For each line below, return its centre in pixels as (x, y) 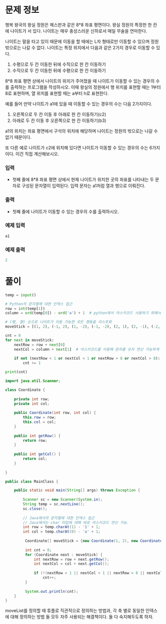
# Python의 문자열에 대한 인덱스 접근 (39, 304)
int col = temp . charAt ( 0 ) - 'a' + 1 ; (62, 532)
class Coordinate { (25, 390)
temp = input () (21, 295)
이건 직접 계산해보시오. (37, 154)
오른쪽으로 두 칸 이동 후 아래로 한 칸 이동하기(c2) (59, 114)
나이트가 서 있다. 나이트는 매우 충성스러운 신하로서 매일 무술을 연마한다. (79, 31)
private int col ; (32, 404)
